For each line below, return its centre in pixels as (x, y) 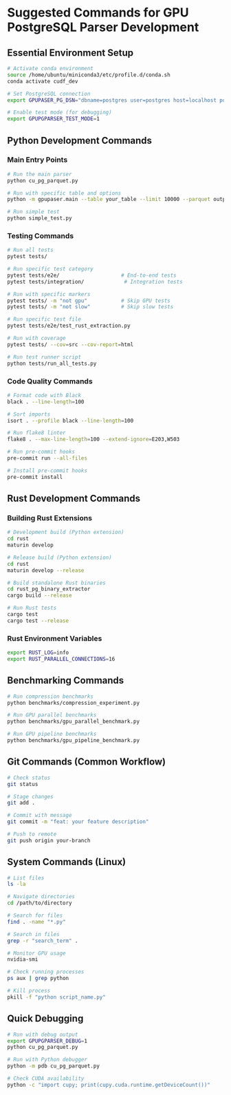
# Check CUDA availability (46, 1078)
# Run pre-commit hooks (41, 452)
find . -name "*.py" (37, 922)
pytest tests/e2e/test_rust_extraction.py (69, 326)
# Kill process (29, 991)
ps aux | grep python (38, 979)
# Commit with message (40, 816)
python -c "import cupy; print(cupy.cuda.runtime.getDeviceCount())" (109, 1085)
